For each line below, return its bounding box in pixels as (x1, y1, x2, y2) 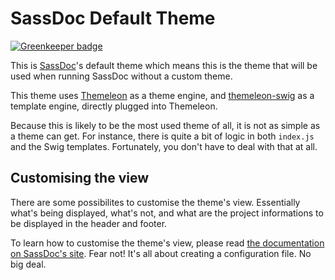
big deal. (10, 258, 47, 270)
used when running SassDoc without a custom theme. (10, 70, 233, 82)
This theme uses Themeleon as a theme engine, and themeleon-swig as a (10, 89, 315, 101)
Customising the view (10, 170, 150, 187)
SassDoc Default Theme (10, 7, 216, 30)
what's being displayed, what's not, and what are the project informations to (10, 207, 324, 219)
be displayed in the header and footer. (10, 217, 168, 229)
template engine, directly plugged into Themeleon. (10, 100, 218, 112)
